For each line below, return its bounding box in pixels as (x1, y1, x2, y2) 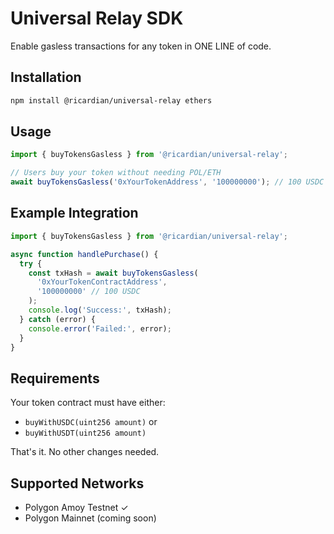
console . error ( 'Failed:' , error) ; (28, 323, 172, 334)
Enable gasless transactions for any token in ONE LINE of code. (10, 40, 272, 52)
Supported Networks (10, 475, 145, 492)
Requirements (10, 370, 100, 387)
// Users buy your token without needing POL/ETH (10, 168, 222, 178)
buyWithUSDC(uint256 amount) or (24, 416, 158, 428)
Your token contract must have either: (10, 397, 166, 409)
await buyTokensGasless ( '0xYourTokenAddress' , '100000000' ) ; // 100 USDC (10, 177, 325, 187)
